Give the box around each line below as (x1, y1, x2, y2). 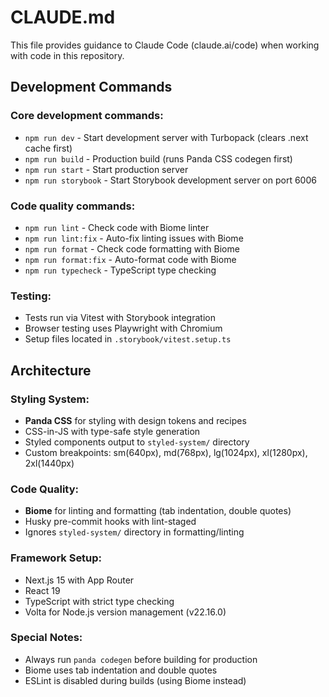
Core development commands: (10, 109, 164, 123)
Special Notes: (10, 631, 83, 645)
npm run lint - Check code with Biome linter (24, 221, 210, 233)
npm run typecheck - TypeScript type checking (24, 264, 217, 276)
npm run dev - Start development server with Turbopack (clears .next (24, 131, 309, 143)
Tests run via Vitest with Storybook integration (24, 312, 216, 324)
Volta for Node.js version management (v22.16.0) (24, 606, 227, 618)
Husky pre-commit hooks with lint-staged (24, 516, 197, 528)
